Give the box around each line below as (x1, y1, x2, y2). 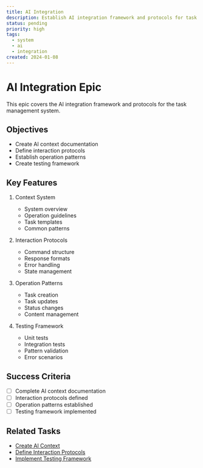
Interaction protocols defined (15, 394, 88, 402)
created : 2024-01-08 (6, 54, 59, 60)
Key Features (6, 177, 58, 188)
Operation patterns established (15, 401, 93, 408)
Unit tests (24, 334, 49, 342)
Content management (24, 311, 79, 318)
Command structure (24, 249, 75, 256)
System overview (24, 205, 68, 213)
